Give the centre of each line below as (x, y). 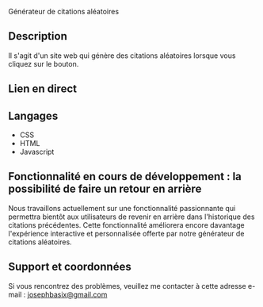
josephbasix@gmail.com (67, 294)
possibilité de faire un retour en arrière (105, 189)
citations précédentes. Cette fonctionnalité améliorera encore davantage (126, 224)
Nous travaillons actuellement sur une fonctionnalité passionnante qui (122, 208)
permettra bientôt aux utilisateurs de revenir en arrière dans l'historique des (131, 217)
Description (38, 36)
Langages (33, 115)
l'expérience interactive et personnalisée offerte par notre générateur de (126, 233)
